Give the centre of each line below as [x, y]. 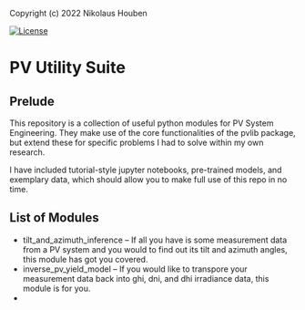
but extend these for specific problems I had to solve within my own [137, 142]
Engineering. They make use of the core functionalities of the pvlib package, [152, 133]
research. [27, 152]
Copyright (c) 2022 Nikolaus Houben [78, 13]
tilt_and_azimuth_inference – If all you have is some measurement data [155, 240]
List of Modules [54, 218]
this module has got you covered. [85, 259]
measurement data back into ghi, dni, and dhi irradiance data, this [146, 278]
